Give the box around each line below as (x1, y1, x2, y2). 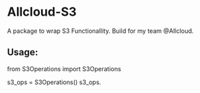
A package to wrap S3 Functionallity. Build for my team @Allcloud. (7, 27, 194, 35)
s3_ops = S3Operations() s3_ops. (7, 78, 101, 86)
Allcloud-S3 (7, 4, 77, 20)
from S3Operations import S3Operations (7, 64, 121, 72)
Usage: (7, 46, 39, 58)
